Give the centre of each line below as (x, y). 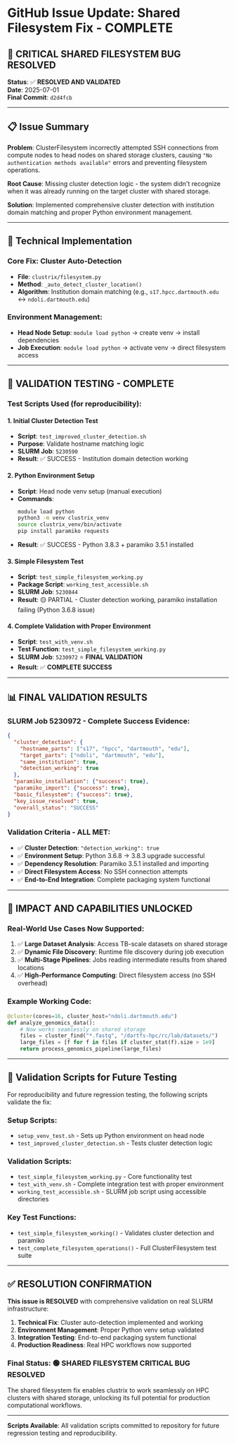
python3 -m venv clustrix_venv (63, 518)
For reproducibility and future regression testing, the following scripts (108, 1094)
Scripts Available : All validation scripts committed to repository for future (113, 1425)
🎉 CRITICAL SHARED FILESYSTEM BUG (94, 54)
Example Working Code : (50, 1001)
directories (33, 1199)
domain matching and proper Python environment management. (100, 212)
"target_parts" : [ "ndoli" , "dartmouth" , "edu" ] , (92, 755)
